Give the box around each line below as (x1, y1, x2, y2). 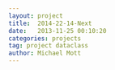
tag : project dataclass (8, 42, 89, 50)
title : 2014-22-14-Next (8, 19, 92, 27)
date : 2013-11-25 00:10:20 (8, 27, 107, 35)
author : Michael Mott (8, 49, 82, 57)
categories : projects (8, 34, 82, 43)
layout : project (8, 11, 63, 20)
